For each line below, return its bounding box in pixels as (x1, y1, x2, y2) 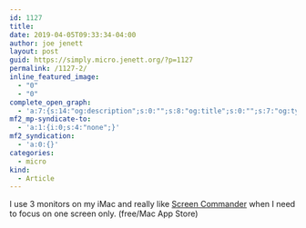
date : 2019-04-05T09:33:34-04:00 (9, 30, 137, 39)
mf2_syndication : (9, 132, 76, 141)
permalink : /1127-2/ (9, 64, 88, 74)
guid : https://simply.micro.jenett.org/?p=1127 (9, 55, 194, 64)
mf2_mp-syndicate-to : (9, 114, 92, 124)
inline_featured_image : (9, 73, 100, 82)
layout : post (9, 47, 59, 56)
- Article (17, 173, 55, 183)
